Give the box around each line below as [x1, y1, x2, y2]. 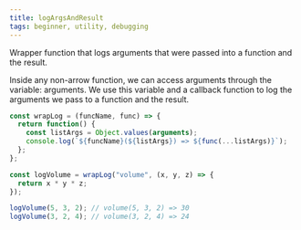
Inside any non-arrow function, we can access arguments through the [9, 74, 272, 85]
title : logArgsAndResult [9, 13, 104, 23]
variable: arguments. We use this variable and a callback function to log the [9, 84, 293, 95]
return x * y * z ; [17, 179, 88, 188]
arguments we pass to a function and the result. [9, 93, 190, 105]
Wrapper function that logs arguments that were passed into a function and [9, 47, 293, 57]
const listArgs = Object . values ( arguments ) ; [26, 129, 198, 138]
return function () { [17, 120, 96, 129]
